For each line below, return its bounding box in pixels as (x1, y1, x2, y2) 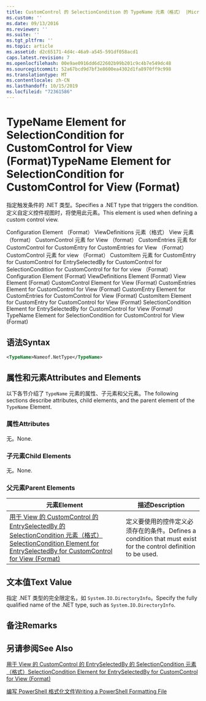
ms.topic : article (6, 44, 53, 50)
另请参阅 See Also (6, 643, 74, 653)
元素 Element (46, 501, 83, 509)
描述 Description (137, 501, 185, 509)
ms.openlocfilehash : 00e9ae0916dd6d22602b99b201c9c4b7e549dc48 (6, 60, 172, 66)
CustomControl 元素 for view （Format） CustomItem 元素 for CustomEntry (6, 251, 196, 259)
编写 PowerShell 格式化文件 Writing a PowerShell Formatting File (6, 688, 167, 695)
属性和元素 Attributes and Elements (6, 372, 142, 383)
